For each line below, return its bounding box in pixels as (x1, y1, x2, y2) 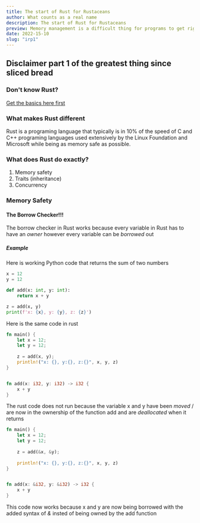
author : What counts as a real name (6, 14, 97, 20)
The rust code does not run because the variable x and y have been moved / (6, 403, 194, 410)
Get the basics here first (6, 99, 65, 106)
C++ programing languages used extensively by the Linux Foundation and (6, 134, 187, 141)
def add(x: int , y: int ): (6, 287, 70, 293)
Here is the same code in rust (6, 320, 79, 327)
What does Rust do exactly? (6, 155, 89, 163)
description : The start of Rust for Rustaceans (6, 20, 127, 26)
